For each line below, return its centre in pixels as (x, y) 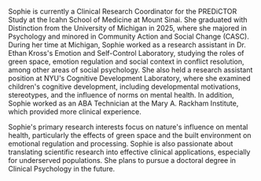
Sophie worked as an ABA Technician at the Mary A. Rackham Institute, (123, 103)
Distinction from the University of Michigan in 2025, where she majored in (128, 28)
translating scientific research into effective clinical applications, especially (129, 152)
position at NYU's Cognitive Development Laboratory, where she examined (129, 78)
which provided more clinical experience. (75, 112)
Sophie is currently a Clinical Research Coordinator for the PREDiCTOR (123, 11)
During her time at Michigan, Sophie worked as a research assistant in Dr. (127, 45)
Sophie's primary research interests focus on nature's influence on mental (128, 127)
